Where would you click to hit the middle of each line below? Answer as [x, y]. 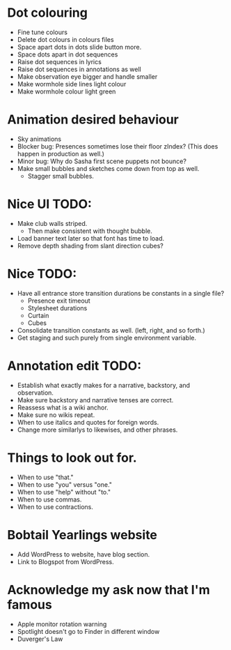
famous [30, 604]
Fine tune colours [42, 32]
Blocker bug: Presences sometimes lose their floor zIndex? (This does [118, 146]
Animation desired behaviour [93, 120]
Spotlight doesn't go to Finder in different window [88, 631]
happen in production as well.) [61, 153]
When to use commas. [49, 499]
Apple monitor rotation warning [62, 624]
